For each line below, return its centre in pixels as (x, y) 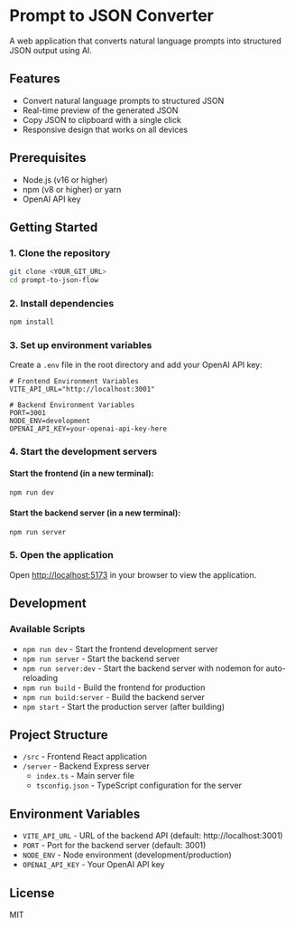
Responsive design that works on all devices (105, 129)
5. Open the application (62, 555)
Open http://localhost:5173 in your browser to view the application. (133, 574)
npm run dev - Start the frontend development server (120, 648)
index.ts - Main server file (85, 776)
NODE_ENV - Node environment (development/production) (127, 855)
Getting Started (54, 227)
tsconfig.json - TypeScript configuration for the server (138, 785)
